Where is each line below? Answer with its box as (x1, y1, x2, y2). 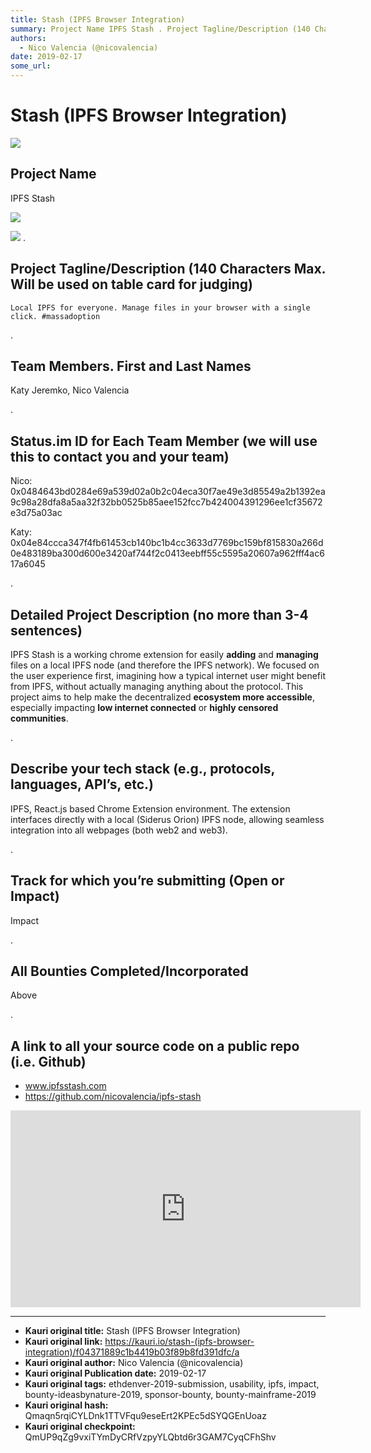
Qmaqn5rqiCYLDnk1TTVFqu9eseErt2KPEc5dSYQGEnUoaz (24, 1410, 267, 1422)
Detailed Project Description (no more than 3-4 (10, 606, 309, 623)
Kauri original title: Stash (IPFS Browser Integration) (24, 1325, 241, 1337)
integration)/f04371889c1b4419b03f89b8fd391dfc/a (24, 1346, 240, 1358)
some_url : (10, 61, 52, 71)
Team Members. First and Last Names (10, 357, 252, 375)
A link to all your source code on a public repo (10, 1037, 300, 1055)
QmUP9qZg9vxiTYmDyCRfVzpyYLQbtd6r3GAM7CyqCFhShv (24, 1431, 277, 1443)
